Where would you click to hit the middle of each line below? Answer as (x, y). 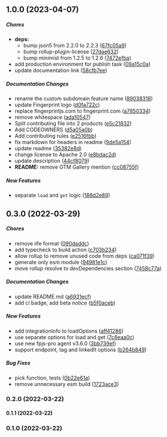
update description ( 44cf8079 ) (52, 161)
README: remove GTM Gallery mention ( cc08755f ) (77, 167)
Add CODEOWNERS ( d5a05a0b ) (54, 130)
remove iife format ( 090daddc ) (52, 243)
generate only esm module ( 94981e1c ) (61, 262)
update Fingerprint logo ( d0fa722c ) (57, 105)
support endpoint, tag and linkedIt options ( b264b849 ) (81, 349)
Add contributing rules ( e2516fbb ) (55, 136)
